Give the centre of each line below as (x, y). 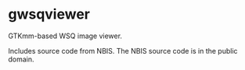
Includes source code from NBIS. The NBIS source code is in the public (123, 51)
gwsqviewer (49, 14)
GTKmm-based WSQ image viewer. (65, 36)
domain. (21, 59)
